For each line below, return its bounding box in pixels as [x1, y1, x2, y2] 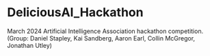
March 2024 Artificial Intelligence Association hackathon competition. [7, 27, 204, 35]
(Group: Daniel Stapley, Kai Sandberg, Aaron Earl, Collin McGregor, [7, 34, 196, 42]
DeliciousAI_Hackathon [7, 5, 144, 20]
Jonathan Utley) [7, 41, 53, 49]
